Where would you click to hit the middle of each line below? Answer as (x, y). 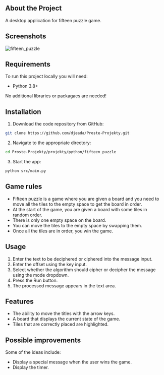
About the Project (34, 8)
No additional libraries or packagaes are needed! (56, 96)
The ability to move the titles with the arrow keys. (64, 314)
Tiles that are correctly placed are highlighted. (61, 324)
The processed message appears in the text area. (64, 286)
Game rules (24, 187)
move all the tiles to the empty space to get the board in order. (77, 204)
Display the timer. (31, 367)
